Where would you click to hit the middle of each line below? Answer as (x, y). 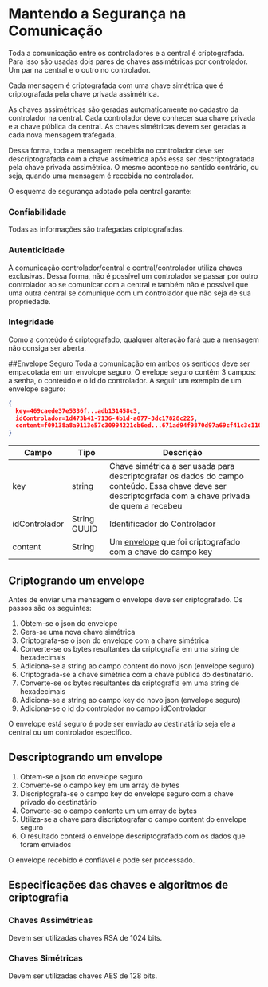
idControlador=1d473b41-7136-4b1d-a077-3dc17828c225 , (106, 418)
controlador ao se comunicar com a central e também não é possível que (128, 284)
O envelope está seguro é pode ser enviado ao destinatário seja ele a (122, 724)
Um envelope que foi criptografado (175, 542)
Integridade (31, 322)
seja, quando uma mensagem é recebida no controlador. (101, 176)
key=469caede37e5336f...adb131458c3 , (78, 411)
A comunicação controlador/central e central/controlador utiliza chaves (126, 268)
